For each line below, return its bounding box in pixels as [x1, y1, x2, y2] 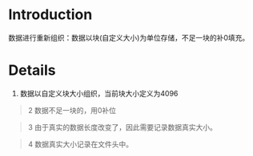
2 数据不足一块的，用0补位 [27, 105, 117, 115]
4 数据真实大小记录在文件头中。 [27, 139, 134, 149]
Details [8, 61, 56, 80]
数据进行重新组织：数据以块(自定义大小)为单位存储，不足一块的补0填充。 [8, 33, 250, 42]
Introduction [8, 6, 93, 24]
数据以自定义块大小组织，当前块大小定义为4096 [19, 88, 179, 98]
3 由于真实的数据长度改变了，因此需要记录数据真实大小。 [27, 122, 218, 132]
